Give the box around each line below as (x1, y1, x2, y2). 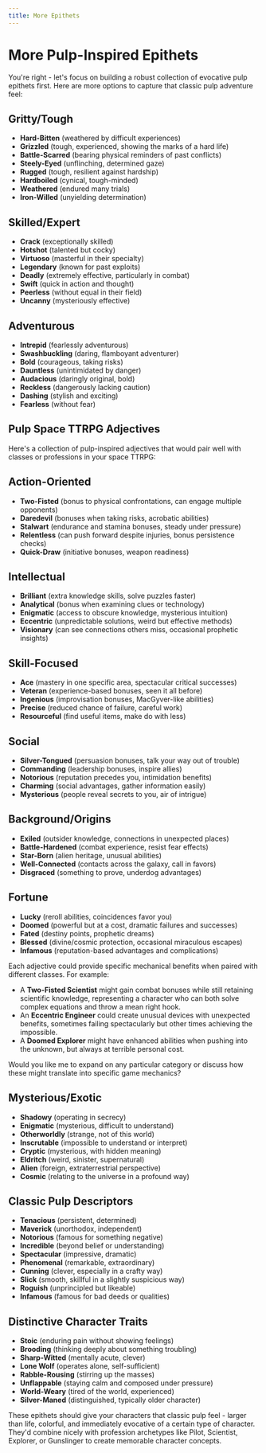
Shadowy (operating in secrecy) (19, 1112, 127, 1122)
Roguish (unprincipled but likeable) (19, 1283, 136, 1293)
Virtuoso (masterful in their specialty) (19, 254, 145, 264)
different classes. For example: (8, 969, 110, 979)
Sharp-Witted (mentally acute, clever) (19, 1353, 146, 1362)
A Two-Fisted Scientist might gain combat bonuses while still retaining (19, 985, 253, 994)
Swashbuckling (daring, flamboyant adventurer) (19, 349, 179, 358)
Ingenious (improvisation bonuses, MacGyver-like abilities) (19, 694, 214, 705)
